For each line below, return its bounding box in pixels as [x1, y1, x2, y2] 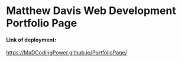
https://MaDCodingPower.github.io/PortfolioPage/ [6, 49, 127, 56]
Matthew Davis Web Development [6, 4, 176, 18]
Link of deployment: [6, 36, 57, 43]
